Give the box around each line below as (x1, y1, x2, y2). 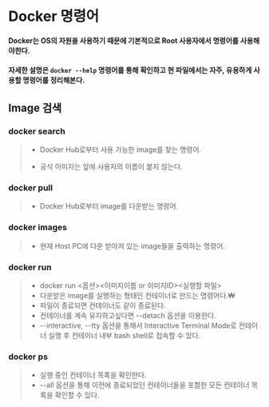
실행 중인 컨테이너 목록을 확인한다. (39, 370, 147, 380)
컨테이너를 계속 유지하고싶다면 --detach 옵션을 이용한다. (39, 310, 217, 320)
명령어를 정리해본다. (22, 75, 85, 85)
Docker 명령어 (8, 7, 100, 26)
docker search (8, 126, 66, 137)
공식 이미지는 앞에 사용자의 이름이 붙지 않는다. (39, 162, 183, 172)
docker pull (8, 182, 53, 193)
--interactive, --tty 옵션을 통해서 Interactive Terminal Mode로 (39, 321, 237, 330)
